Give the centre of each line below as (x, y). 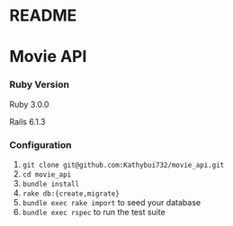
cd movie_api (47, 174)
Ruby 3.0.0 (29, 104)
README (43, 16)
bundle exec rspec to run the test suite (94, 212)
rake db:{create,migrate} (71, 194)
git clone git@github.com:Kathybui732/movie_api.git (123, 165)
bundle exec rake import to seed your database (111, 202)
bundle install (51, 184)
